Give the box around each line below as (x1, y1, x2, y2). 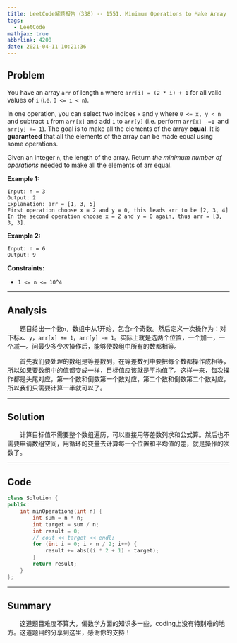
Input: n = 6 (7, 245, 46, 252)
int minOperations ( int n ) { (20, 508, 102, 515)
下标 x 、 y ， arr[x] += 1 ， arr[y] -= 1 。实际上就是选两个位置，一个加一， (7, 333, 219, 342)
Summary (7, 600, 51, 612)
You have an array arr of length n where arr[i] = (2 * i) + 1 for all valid (7, 88, 222, 96)
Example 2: (7, 231, 41, 240)
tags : (7, 17, 23, 24)
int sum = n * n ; (32, 514, 83, 521)
